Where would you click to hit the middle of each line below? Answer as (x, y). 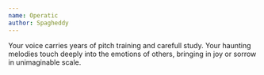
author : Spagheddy (38, 23)
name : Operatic (33, 15)
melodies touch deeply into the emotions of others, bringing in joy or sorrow (132, 54)
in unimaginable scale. (45, 62)
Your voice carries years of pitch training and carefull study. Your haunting (130, 45)
